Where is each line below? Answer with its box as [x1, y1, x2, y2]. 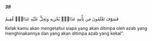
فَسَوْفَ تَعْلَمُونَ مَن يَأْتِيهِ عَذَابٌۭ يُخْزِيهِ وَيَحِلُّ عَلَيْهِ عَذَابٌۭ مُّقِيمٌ [5, 16, 119, 22]
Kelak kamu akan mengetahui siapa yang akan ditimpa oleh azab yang [5, 25, 148, 31]
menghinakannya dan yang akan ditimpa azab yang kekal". [5, 30, 124, 36]
